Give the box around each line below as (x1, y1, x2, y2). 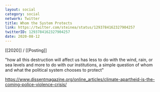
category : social (5, 12, 40, 16)
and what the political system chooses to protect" (5, 67, 104, 73)
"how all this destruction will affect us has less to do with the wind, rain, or (5, 57, 153, 62)
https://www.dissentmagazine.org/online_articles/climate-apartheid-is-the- (5, 76, 155, 82)
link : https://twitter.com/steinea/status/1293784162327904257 (5, 25, 135, 30)
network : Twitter (5, 16, 40, 21)
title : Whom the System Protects (5, 20, 73, 26)
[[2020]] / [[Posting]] (5, 47, 47, 53)
